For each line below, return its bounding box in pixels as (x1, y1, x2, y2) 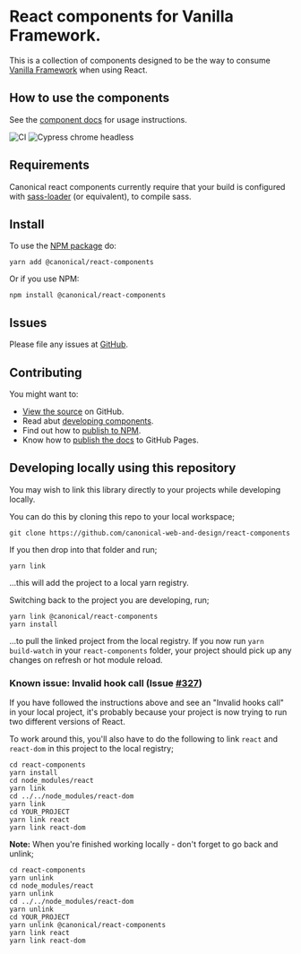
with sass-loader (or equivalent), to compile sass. (9, 191, 192, 202)
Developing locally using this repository (9, 460, 236, 476)
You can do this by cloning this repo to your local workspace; (9, 511, 236, 521)
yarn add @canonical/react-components (9, 258, 154, 267)
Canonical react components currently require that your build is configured (9, 181, 286, 192)
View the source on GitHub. (21, 406, 125, 417)
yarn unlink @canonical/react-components (9, 921, 167, 930)
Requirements (9, 158, 90, 173)
